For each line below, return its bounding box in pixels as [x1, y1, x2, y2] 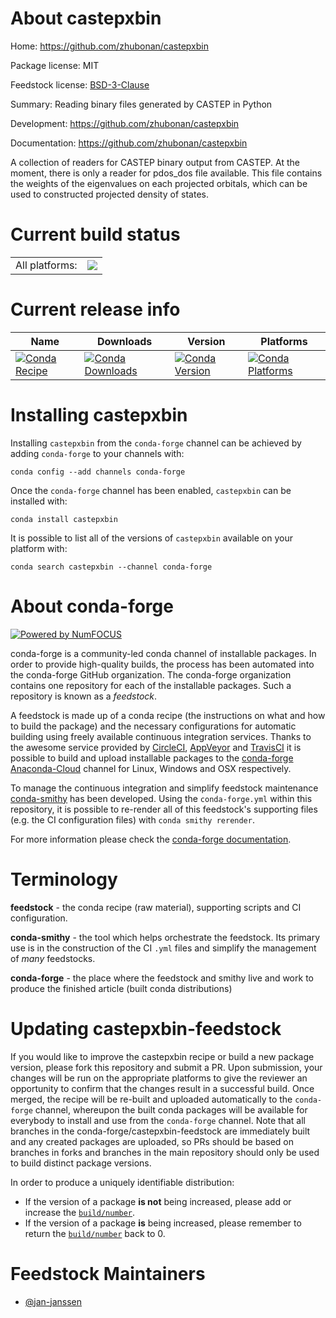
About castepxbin [10, 7, 162, 30]
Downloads [96, 334, 153, 348]
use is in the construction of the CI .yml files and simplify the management [10, 942, 317, 954]
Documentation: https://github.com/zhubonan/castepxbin [10, 137, 248, 149]
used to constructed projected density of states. [10, 188, 209, 200]
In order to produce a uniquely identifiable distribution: [10, 1176, 235, 1188]
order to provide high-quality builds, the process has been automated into [10, 658, 315, 670]
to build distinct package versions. [10, 1157, 152, 1169]
